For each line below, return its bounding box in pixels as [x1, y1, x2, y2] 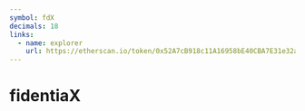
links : [9, 30, 34, 39]
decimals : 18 [9, 22, 59, 31]
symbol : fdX [9, 13, 54, 23]
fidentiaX [9, 86, 82, 106]
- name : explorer [17, 38, 84, 48]
